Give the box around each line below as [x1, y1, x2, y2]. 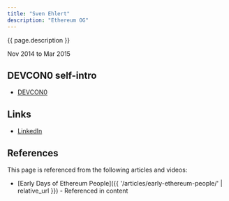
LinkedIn [17, 127, 43, 135]
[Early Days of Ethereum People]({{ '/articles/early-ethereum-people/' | [17, 179, 223, 187]
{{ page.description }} [7, 36, 71, 44]
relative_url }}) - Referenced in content [17, 186, 128, 195]
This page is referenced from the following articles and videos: [7, 165, 188, 174]
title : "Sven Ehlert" [7, 10, 71, 17]
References [7, 147, 59, 159]
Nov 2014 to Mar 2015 [7, 50, 71, 58]
